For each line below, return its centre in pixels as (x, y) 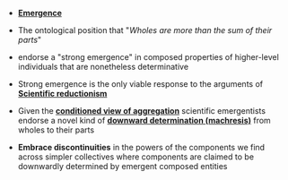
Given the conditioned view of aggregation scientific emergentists (142, 111)
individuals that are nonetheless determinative (103, 67)
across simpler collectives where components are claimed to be (135, 157)
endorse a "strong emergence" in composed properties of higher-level (148, 57)
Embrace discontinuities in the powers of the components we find (141, 147)
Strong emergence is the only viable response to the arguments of (140, 84)
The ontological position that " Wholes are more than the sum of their (145, 30)
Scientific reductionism (62, 94)
